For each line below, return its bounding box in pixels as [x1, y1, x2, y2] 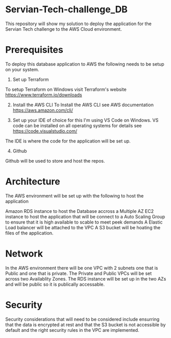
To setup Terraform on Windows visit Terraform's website [5, 86, 127, 92]
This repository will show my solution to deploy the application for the [5, 21, 152, 27]
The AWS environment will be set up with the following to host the [5, 192, 144, 198]
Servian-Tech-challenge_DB [5, 4, 128, 15]
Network [5, 248, 43, 260]
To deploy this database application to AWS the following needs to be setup [5, 61, 164, 67]
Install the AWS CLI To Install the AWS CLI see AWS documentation [12, 102, 154, 108]
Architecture [5, 176, 60, 188]
